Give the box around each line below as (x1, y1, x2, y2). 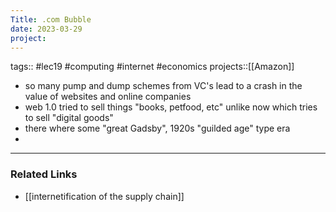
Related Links (10, 167, 78, 181)
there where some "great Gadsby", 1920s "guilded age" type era (24, 122, 291, 135)
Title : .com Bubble (10, 14, 92, 25)
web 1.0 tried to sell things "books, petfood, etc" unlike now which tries (24, 101, 318, 113)
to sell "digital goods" (24, 112, 114, 124)
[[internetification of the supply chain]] (24, 190, 185, 202)
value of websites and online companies (24, 91, 192, 103)
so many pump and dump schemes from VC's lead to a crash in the (24, 80, 303, 92)
